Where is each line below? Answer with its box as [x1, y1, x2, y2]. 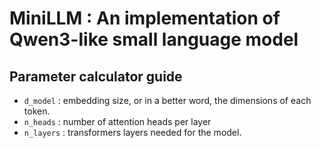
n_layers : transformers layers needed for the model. [23, 127, 242, 138]
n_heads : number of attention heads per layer [23, 116, 212, 127]
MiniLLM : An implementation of [9, 7, 281, 30]
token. [23, 105, 51, 117]
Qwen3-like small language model [9, 28, 299, 51]
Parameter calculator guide [9, 68, 183, 85]
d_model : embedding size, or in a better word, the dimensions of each [23, 95, 312, 106]
